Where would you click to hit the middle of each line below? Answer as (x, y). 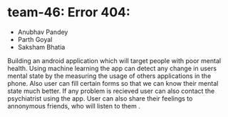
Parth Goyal (35, 39)
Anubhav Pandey (43, 32)
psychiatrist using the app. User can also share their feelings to (100, 98)
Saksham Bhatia (41, 47)
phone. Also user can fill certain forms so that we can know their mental (113, 83)
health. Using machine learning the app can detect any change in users (112, 68)
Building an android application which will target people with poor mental (114, 60)
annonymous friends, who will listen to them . (74, 106)
